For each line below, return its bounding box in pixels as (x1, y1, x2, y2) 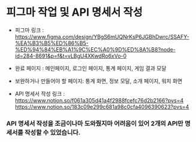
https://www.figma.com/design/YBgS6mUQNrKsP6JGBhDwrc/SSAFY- (14, 33, 190, 40)
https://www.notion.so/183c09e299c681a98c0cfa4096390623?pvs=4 (14, 103, 189, 110)
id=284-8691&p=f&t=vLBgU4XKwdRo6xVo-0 (14, 52, 127, 59)
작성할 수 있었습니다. (25, 128, 81, 137)
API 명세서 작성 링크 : (14, 90, 65, 97)
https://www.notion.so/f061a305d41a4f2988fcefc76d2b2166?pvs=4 (14, 96, 184, 104)
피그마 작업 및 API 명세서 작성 (6, 5, 143, 19)
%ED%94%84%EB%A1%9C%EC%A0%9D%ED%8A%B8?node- (14, 46, 176, 53)
